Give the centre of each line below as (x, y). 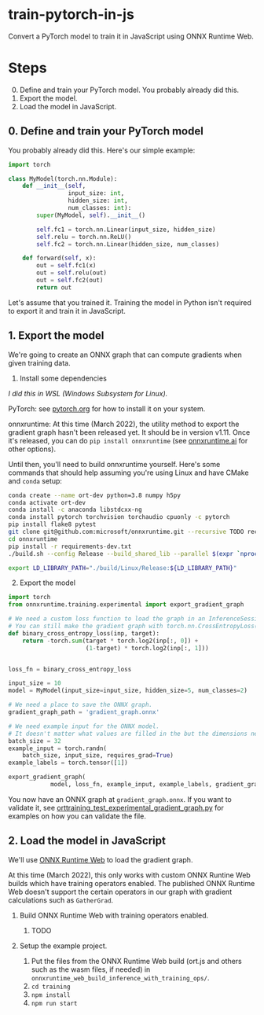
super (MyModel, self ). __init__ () (91, 215)
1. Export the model (56, 336)
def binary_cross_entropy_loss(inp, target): (84, 633)
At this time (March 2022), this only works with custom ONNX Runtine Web (130, 875)
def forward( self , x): (59, 258)
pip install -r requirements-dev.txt (70, 546)
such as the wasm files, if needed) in (91, 969)
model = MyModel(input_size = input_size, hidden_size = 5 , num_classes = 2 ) (128, 691)
